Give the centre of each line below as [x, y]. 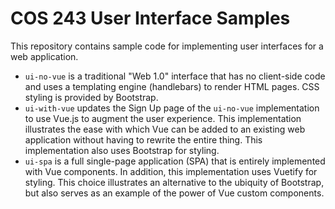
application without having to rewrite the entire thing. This [143, 139]
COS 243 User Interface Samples [150, 18]
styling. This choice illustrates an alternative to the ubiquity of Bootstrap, [174, 182]
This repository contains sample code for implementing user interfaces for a [167, 46]
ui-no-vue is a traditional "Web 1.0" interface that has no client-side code [175, 76]
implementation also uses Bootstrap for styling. [122, 150]
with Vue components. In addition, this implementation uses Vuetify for [171, 171]
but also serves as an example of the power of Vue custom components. [174, 193]
